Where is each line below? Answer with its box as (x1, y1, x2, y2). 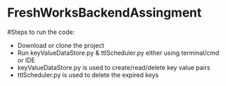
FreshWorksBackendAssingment (7, 5, 202, 21)
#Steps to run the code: (7, 28, 75, 36)
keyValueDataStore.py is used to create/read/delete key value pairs (17, 63, 211, 71)
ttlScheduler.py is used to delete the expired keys (17, 71, 159, 79)
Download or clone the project (17, 41, 104, 49)
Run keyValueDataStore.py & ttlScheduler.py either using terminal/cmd (17, 49, 220, 57)
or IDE (17, 55, 35, 64)
